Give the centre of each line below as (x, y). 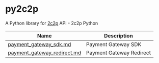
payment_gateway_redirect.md (45, 53)
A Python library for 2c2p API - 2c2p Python (52, 23)
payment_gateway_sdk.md (39, 44)
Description (118, 35)
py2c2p (22, 9)
